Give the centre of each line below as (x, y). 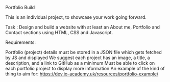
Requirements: (20, 42)
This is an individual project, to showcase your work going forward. (76, 17)
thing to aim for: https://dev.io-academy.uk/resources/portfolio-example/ (82, 74)
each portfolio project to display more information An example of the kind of (85, 69)
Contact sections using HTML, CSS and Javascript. (59, 32)
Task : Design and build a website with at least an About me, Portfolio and (82, 27)
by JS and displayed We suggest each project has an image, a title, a (78, 58)
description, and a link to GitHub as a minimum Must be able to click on (80, 63)
